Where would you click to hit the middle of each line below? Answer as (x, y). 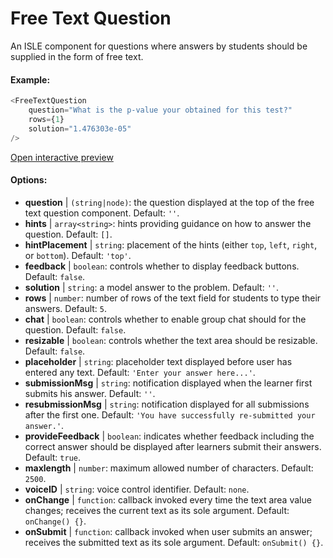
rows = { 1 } (46, 119)
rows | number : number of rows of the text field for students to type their (173, 298)
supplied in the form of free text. (77, 56)
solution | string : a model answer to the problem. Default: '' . (152, 287)
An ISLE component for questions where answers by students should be (159, 46)
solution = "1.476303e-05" (80, 128)
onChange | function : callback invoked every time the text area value (168, 499)
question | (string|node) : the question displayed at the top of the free (169, 202)
